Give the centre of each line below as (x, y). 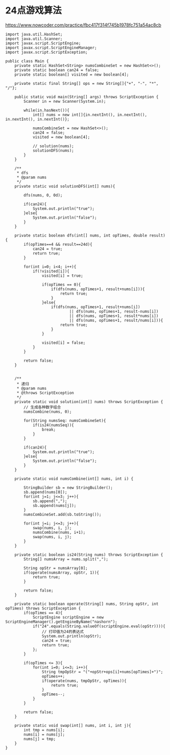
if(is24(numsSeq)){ (53, 425)
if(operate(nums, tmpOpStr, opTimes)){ (84, 681)
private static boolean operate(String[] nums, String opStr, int (87, 604)
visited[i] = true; (62, 276)
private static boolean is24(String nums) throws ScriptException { (89, 555)
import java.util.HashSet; (34, 34)
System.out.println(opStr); (71, 636)
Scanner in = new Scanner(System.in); (65, 101)
